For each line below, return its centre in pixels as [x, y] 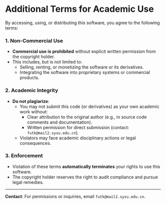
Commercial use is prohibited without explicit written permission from [84, 51]
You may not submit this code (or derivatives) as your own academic [89, 106]
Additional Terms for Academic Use [80, 9]
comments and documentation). [60, 122]
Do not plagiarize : [31, 101]
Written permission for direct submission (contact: [78, 127]
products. [29, 78]
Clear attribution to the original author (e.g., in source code [87, 117]
